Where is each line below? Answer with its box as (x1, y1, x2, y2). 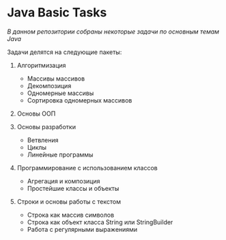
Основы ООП (16, 109, 56, 118)
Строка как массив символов (27, 211, 115, 219)
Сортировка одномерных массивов (27, 96, 132, 104)
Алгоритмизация (16, 61, 66, 69)
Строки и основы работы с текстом (16, 197, 122, 206)
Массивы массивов (27, 74, 85, 83)
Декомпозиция (27, 81, 72, 90)
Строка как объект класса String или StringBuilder (27, 217, 173, 226)
